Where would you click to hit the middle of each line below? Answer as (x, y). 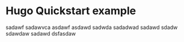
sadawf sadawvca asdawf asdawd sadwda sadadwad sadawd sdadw (92, 27)
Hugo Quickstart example (71, 11)
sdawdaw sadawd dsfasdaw (41, 33)
